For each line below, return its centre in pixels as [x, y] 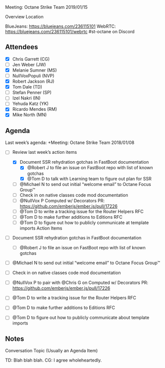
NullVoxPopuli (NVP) [33, 76]
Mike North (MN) [29, 115]
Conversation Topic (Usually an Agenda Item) [52, 351]
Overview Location [24, 17]
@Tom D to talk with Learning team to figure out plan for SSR [89, 179]
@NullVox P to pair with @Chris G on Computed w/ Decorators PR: [80, 283]
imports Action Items [41, 228]
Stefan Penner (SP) [32, 92]
